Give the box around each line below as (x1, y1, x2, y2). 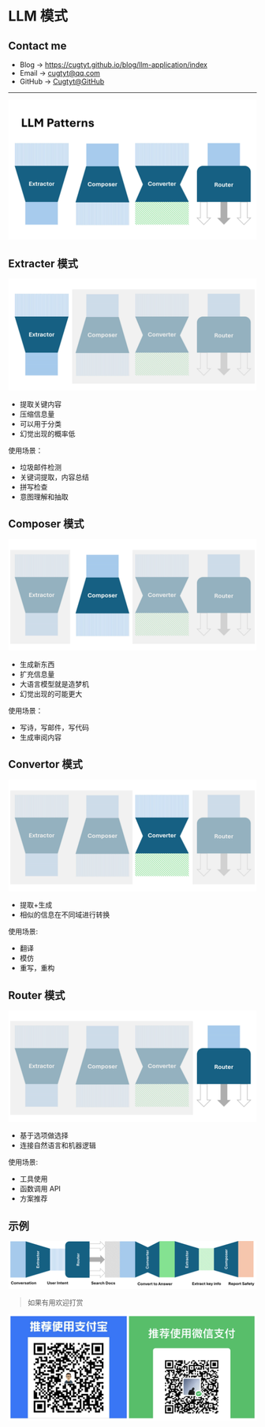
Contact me (8, 39, 67, 52)
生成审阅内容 (19, 732, 62, 742)
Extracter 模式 (8, 257, 79, 270)
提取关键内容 (19, 399, 62, 408)
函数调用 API (19, 1184, 62, 1194)
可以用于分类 (19, 419, 62, 428)
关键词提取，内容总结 (19, 472, 89, 482)
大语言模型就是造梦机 (19, 679, 89, 688)
